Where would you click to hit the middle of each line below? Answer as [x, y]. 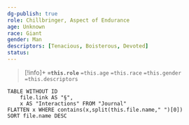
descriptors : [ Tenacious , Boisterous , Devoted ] [78, 46]
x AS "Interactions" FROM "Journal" [73, 103]
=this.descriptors [51, 79]
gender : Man [24, 40]
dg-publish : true [33, 14]
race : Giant [24, 33]
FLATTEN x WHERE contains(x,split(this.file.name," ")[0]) [95, 110]
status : [19, 53]
